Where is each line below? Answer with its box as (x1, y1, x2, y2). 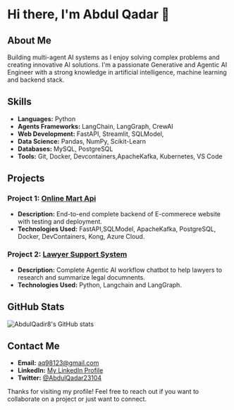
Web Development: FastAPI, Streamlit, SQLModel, (17, 130, 164, 138)
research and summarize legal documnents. (17, 273, 146, 281)
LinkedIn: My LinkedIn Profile (17, 366, 104, 375)
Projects (7, 173, 45, 185)
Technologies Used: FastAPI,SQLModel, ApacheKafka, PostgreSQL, (17, 225, 216, 233)
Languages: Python (17, 114, 76, 123)
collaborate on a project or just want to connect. (7, 395, 147, 404)
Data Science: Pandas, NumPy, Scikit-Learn (17, 137, 147, 145)
